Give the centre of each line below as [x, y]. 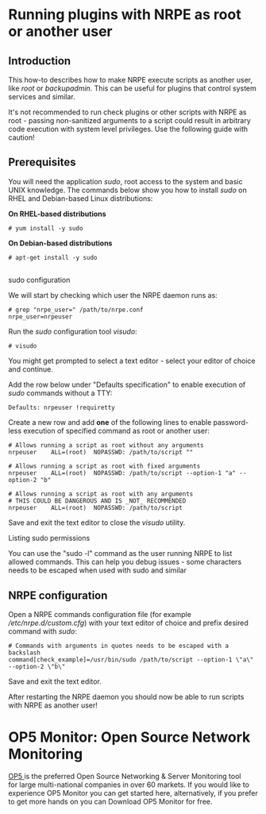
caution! [21, 137]
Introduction [40, 61]
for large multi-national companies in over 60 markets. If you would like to [129, 785]
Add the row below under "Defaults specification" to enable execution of [127, 385]
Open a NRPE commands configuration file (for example [100, 615]
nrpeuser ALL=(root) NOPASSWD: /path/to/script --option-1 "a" [122, 473]
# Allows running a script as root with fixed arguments [104, 466]
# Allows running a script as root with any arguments [101, 494]
